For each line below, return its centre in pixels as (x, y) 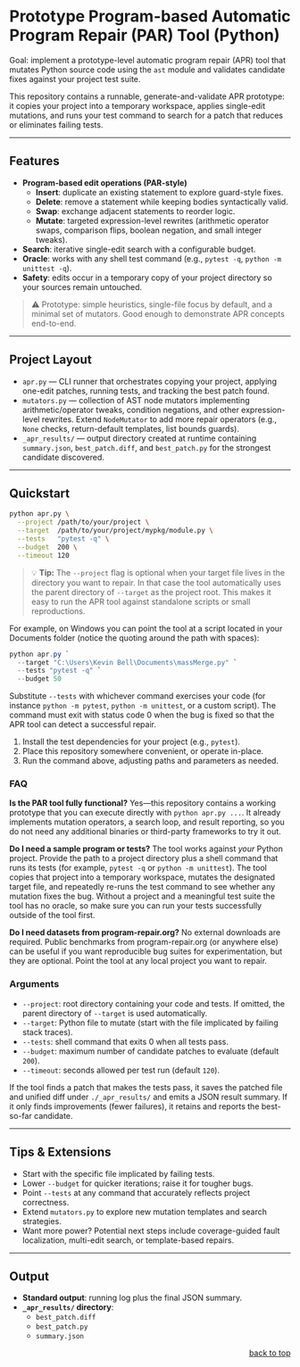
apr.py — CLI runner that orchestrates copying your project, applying (149, 381)
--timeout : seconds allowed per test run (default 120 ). (121, 1070)
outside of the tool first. (52, 915)
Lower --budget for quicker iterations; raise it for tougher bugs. (137, 1183)
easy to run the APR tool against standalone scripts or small (141, 601)
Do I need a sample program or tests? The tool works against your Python (146, 849)
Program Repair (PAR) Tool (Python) (145, 35)
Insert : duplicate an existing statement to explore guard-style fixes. (159, 192)
